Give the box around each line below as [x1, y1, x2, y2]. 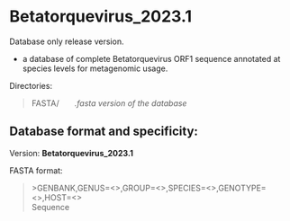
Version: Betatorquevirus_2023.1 [9, 147, 133, 158]
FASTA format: [9, 164, 63, 176]
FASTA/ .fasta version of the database [31, 97, 187, 109]
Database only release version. [9, 36, 124, 47]
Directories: [9, 80, 52, 91]
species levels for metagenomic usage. [22, 63, 168, 74]
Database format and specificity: [9, 124, 198, 139]
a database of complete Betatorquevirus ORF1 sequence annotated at [22, 53, 281, 64]
